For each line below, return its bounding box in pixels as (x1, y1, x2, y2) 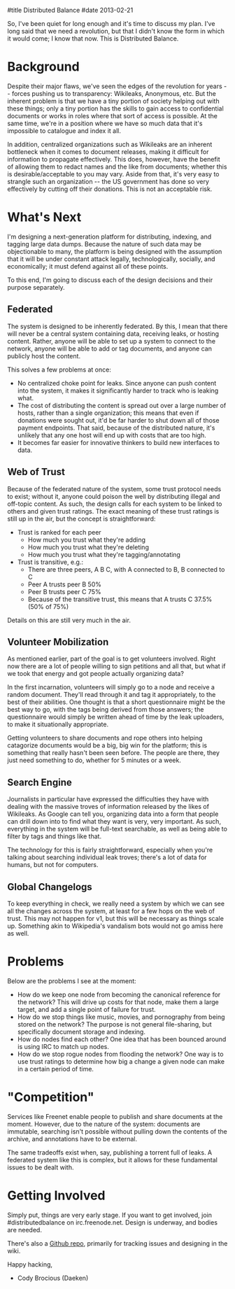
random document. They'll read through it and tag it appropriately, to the (7, 691, 216, 699)
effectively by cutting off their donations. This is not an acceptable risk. (7, 185, 213, 193)
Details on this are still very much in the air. (7, 616, 131, 624)
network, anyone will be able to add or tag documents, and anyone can (7, 344, 212, 353)
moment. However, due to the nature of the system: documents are (7, 1120, 201, 1128)
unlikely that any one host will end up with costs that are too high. (17, 430, 206, 439)
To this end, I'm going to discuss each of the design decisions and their (7, 276, 213, 284)
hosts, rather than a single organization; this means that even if (17, 409, 199, 417)
